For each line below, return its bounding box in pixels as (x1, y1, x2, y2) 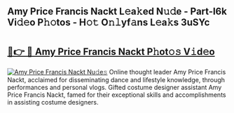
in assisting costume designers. (7, 98, 99, 106)
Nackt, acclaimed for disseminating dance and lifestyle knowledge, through (7, 76, 226, 84)
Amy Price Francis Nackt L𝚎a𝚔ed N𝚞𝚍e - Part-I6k (7, 6, 228, 18)
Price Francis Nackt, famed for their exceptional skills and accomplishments (7, 91, 226, 99)
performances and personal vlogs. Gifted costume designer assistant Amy (7, 84, 222, 91)
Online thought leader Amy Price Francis (109, 68, 226, 76)
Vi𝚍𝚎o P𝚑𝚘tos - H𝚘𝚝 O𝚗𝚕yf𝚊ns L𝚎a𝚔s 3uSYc (7, 17, 210, 29)
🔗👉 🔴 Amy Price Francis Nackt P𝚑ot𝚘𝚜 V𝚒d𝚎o (7, 46, 215, 58)
